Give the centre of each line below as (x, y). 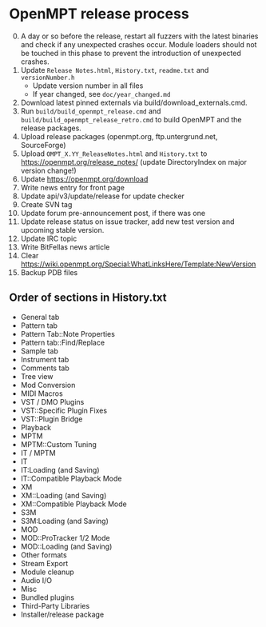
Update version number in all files (88, 86)
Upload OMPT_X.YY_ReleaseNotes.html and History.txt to (114, 154)
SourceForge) (43, 145)
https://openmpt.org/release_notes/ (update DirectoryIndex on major (133, 162)
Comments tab (45, 368)
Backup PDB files (49, 272)
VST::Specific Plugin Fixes (64, 410)
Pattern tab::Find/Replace (63, 342)
